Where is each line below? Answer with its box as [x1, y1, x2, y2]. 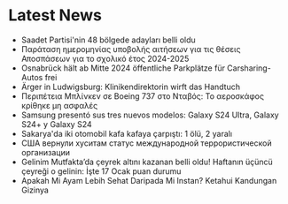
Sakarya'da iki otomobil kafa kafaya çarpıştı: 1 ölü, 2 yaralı [20, 128, 232, 139]
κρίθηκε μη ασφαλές [20, 100, 98, 110]
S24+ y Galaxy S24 [20, 118, 92, 129]
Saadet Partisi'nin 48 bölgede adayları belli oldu [20, 34, 196, 45]
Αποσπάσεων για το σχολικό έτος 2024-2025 [20, 53, 190, 64]
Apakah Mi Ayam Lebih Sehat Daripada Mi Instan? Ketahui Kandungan [20, 175, 277, 185]
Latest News [8, 5, 103, 26]
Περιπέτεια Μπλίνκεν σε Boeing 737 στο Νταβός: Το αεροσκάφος [20, 90, 265, 102]
